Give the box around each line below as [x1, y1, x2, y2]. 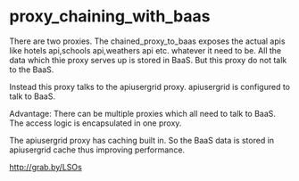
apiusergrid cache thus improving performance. [9, 144, 186, 155]
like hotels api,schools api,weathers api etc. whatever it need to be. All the [9, 45, 282, 55]
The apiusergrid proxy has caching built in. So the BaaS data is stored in [9, 135, 275, 145]
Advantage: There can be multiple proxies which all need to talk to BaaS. [9, 108, 277, 119]
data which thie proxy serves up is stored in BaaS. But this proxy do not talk [9, 54, 287, 65]
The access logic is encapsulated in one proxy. [9, 118, 182, 128]
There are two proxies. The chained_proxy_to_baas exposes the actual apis [9, 36, 286, 46]
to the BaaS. [9, 64, 54, 75]
